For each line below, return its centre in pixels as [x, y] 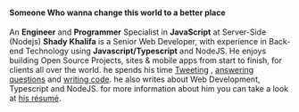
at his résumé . [35, 99]
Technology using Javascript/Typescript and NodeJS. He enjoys [146, 51]
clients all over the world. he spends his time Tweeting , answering [132, 70]
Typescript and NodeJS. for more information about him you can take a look [149, 89]
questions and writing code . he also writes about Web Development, [135, 79]
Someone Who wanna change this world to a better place [117, 12]
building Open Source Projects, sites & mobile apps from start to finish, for [146, 60]
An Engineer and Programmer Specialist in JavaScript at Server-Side [138, 32]
